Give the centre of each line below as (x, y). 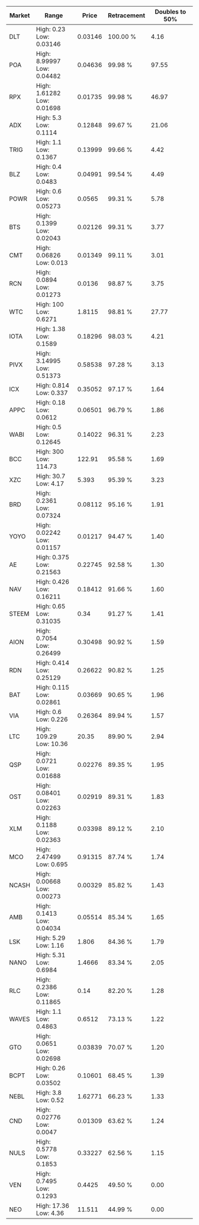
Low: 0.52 (50, 1100)
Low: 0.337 (52, 393)
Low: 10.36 (52, 744)
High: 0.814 (53, 385)
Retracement (126, 15)
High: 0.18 (51, 402)
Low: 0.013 (52, 263)
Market (20, 15)
